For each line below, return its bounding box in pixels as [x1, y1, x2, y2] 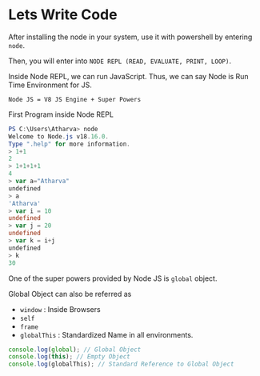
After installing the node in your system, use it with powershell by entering [8, 32, 253, 42]
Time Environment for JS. [8, 80, 92, 90]
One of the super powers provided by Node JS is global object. [8, 274, 218, 283]
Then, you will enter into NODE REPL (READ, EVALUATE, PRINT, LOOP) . [8, 56, 232, 66]
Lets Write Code [8, 6, 118, 24]
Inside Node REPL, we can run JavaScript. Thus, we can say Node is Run [8, 71, 250, 81]
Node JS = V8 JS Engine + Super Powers [8, 95, 142, 103]
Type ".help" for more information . [8, 140, 130, 148]
